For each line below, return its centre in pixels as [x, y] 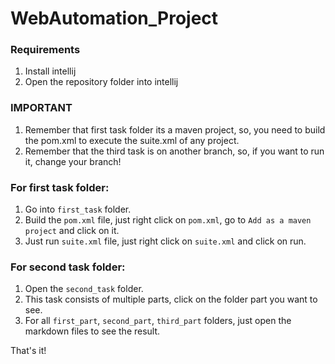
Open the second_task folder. [84, 289]
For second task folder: [68, 267]
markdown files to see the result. [92, 331]
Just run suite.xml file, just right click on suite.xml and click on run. [165, 241]
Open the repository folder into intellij [101, 82]
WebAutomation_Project [114, 18]
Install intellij [50, 71]
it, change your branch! [73, 161]
